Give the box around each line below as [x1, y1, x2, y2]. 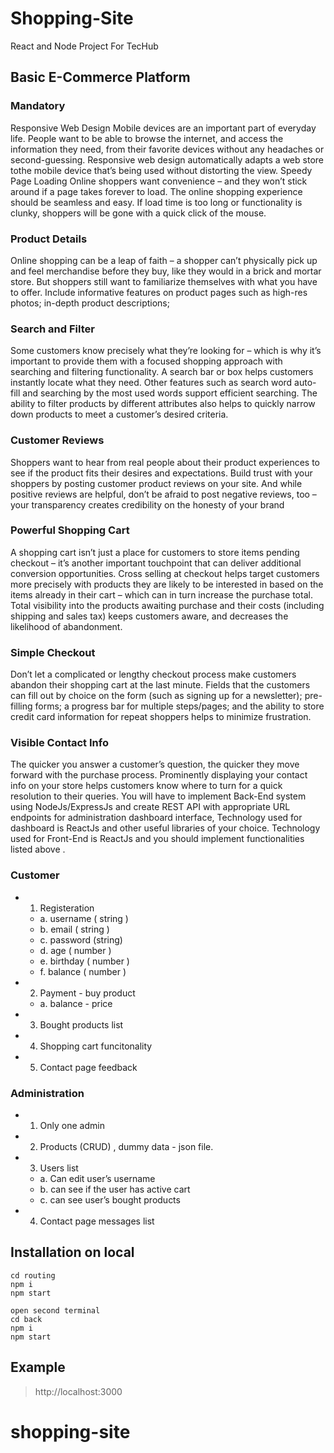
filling [10, 700, 33, 712]
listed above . [10, 843, 66, 856]
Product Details [10, 232, 88, 246]
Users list [39, 1162, 79, 1174]
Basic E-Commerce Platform [10, 69, 191, 86]
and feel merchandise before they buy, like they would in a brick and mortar [10, 265, 322, 277]
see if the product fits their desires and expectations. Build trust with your [10, 467, 313, 479]
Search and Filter [10, 322, 95, 336]
